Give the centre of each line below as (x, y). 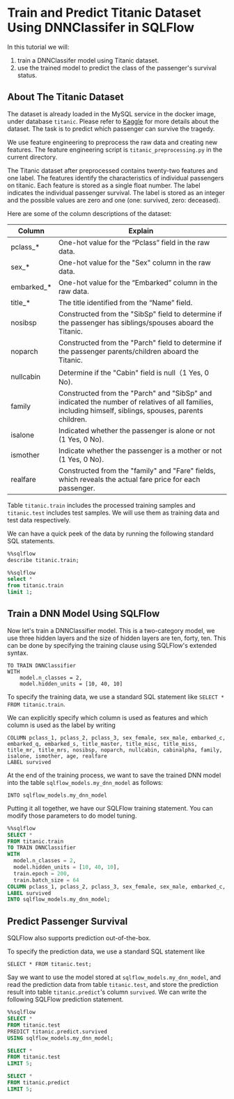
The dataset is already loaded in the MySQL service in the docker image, (111, 114)
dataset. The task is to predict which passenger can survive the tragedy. (111, 128)
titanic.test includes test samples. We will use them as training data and (113, 513)
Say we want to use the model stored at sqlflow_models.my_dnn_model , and (114, 977)
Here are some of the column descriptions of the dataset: (89, 213)
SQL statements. (31, 540)
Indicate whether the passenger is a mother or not (140, 451)
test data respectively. (39, 520)
